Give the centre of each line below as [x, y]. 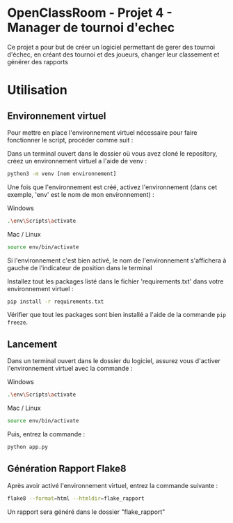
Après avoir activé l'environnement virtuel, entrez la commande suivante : [113, 485]
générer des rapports [38, 61]
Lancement [32, 344]
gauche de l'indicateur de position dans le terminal [80, 267]
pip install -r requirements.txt [56, 302]
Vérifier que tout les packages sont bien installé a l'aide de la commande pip [117, 315]
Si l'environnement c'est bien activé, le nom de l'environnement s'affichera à [117, 260]
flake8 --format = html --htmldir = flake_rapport [76, 498]
